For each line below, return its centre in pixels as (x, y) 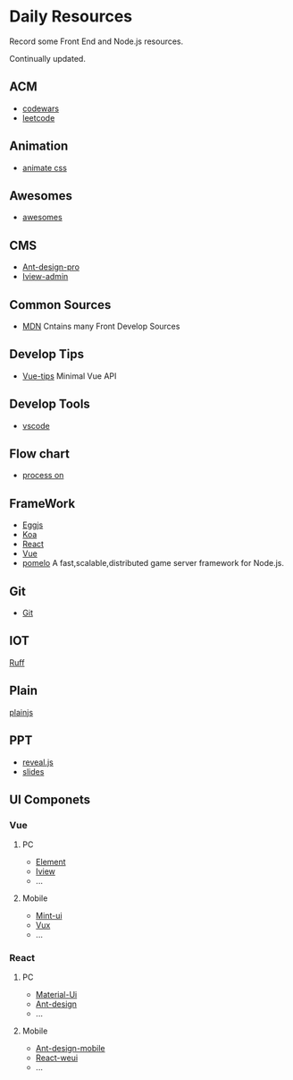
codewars (41, 108)
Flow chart (39, 454)
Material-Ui (56, 995)
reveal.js (38, 762)
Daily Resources (71, 17)
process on (43, 476)
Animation (39, 146)
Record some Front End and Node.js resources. (96, 41)
